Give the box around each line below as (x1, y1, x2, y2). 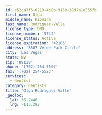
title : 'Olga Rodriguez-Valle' (5, 88, 72, 93)
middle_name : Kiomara (5, 17, 52, 22)
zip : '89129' (5, 60, 33, 65)
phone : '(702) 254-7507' (5, 64, 58, 69)
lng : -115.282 (10, 102, 40, 107)
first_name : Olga (5, 12, 42, 17)
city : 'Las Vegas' (5, 50, 44, 55)
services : (5, 74, 27, 79)
